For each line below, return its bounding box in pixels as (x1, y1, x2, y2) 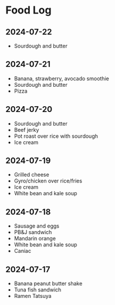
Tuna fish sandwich (13, 286, 62, 293)
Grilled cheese (13, 171, 49, 178)
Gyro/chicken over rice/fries (13, 177, 83, 185)
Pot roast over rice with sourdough (13, 133, 98, 140)
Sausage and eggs (13, 222, 60, 229)
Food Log (5, 4, 52, 17)
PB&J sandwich (13, 229, 52, 236)
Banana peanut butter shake (13, 280, 83, 287)
